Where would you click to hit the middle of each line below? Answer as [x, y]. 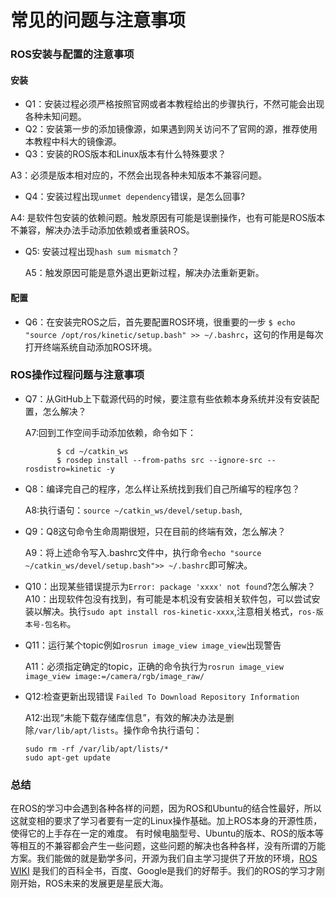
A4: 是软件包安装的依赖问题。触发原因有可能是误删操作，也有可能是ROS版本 [168, 218]
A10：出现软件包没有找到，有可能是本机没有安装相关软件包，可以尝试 [168, 598]
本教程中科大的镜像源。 [73, 142]
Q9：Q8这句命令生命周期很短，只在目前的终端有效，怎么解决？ [155, 531]
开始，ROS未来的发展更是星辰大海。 [93, 883]
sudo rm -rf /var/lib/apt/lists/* [96, 749]
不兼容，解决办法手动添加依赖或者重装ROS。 [102, 230]
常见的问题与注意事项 [98, 20]
